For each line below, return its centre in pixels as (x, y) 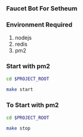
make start (20, 90)
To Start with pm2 (33, 105)
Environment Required (39, 24)
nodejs (23, 38)
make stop (19, 129)
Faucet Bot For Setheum (42, 8)
